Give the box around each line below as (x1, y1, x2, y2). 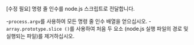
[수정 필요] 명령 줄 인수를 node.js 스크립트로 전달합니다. (6, 5, 135, 12)
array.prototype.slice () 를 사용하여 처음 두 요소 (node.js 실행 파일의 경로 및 (6, 25, 189, 32)
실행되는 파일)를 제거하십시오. (6, 33, 75, 40)
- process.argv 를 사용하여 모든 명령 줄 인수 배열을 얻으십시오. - (6, 18, 151, 25)
